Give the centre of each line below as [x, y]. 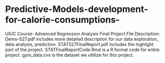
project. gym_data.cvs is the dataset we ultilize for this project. [69, 55]
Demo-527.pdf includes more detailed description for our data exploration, [82, 39]
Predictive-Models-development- [77, 9]
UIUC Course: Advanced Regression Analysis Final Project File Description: [82, 33]
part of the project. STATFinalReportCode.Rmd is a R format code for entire [82, 49]
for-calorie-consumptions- [62, 20]
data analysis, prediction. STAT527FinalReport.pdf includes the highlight [79, 44]
